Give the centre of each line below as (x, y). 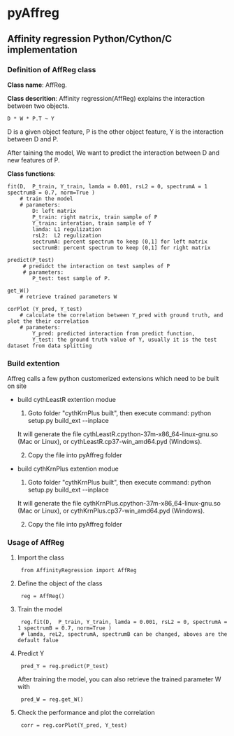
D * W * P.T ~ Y (31, 118)
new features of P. (34, 160)
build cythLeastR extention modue (67, 400)
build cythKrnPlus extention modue (68, 469)
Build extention (34, 363)
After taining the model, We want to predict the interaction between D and (114, 153)
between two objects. (38, 106)
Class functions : (31, 174)
